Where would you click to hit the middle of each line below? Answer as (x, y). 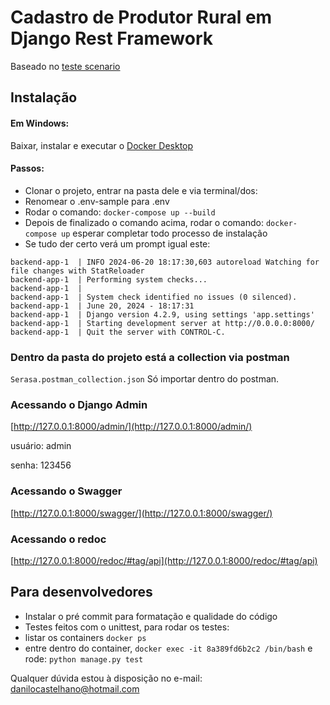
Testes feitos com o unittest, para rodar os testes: (127, 627)
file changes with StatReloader (77, 271)
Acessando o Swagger (66, 491)
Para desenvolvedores (81, 592)
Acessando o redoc (58, 539)
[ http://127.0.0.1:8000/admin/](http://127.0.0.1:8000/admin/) (131, 427)
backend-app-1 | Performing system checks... (109, 279)
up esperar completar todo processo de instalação (164, 233)
